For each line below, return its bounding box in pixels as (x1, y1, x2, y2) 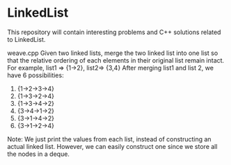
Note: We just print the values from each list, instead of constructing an (7, 134, 212, 143)
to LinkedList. (7, 35, 46, 43)
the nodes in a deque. (7, 150, 70, 158)
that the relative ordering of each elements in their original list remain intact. (7, 56, 225, 64)
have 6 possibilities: (7, 71, 64, 79)
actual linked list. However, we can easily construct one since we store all (7, 142, 218, 150)
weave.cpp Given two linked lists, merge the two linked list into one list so (7, 49, 218, 57)
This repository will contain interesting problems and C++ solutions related (7, 28, 221, 36)
